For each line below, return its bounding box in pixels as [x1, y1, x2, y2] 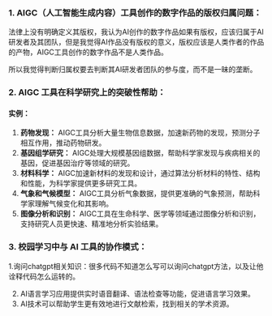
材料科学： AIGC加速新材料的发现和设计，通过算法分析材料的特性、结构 [19, 169, 261, 178]
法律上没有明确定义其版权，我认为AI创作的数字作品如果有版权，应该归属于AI [8, 27, 264, 37]
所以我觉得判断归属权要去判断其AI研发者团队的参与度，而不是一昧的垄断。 [8, 65, 257, 75]
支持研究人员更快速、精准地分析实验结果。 [19, 219, 163, 228]
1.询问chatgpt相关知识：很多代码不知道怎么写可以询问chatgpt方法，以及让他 [8, 261, 264, 271]
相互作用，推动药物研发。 [19, 138, 106, 147]
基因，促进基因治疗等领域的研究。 [19, 158, 135, 168]
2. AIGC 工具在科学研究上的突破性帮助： [8, 87, 166, 98]
